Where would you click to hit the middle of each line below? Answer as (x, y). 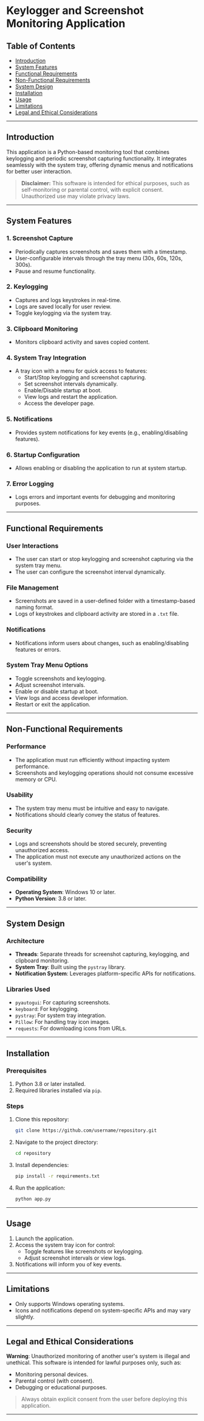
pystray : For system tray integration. (60, 1015)
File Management (32, 587)
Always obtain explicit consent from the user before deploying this (104, 1399)
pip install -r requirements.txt (57, 1176)
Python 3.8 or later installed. (50, 1084)
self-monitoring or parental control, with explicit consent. (92, 189)
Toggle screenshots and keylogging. (60, 678)
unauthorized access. (42, 850)
